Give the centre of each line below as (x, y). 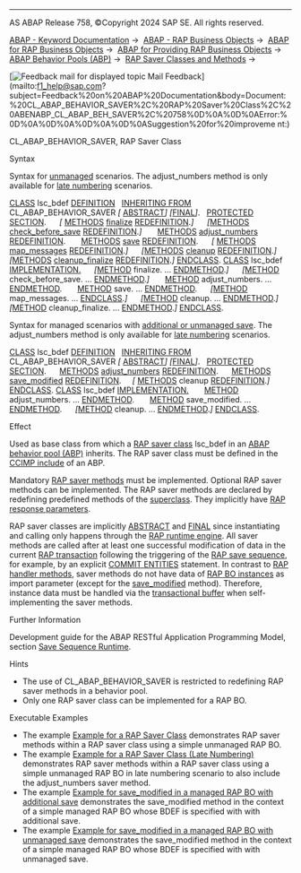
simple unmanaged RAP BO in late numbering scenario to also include (151, 773)
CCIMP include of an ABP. (57, 463)
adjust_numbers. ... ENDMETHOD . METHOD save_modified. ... (130, 399)
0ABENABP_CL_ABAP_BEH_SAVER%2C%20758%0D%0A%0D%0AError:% (149, 114)
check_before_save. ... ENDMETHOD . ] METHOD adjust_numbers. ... (141, 279)
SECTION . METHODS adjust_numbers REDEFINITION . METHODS (140, 371)
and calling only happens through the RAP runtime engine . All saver (133, 536)
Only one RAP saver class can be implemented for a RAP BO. (134, 700)
